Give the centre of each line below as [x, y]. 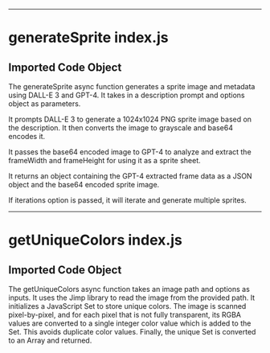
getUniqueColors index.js [95, 240]
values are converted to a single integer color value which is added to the [130, 323]
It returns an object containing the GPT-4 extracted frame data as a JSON [130, 176]
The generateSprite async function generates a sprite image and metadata [132, 86]
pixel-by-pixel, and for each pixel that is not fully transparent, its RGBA [125, 315]
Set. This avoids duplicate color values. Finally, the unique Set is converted [132, 332]
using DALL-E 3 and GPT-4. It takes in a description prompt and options [127, 95]
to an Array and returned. [50, 340]
